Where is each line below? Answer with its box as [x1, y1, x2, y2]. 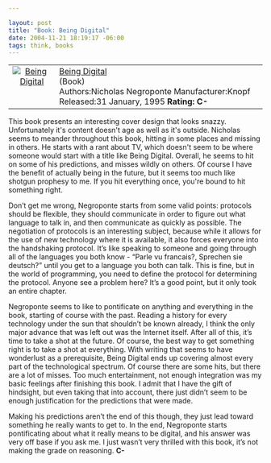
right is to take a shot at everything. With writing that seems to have [8, 345, 233, 354]
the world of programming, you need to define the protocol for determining [8, 269, 257, 279]
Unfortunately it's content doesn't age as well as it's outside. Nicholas [8, 126, 240, 135]
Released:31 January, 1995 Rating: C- [59, 96, 208, 107]
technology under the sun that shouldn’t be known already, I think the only [8, 319, 256, 329]
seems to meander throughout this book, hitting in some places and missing [8, 134, 261, 143]
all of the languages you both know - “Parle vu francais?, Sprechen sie [8, 252, 244, 262]
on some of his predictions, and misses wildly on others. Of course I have [8, 159, 252, 169]
